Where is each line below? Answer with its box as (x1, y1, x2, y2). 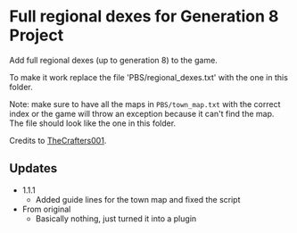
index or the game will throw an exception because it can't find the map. (9, 108, 275, 119)
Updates (9, 161, 58, 176)
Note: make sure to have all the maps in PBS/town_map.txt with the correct (9, 98, 281, 109)
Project (9, 25, 64, 46)
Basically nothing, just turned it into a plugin (35, 212, 197, 224)
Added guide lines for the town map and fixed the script (35, 194, 241, 204)
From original (21, 204, 71, 214)
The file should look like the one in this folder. (9, 118, 177, 129)
